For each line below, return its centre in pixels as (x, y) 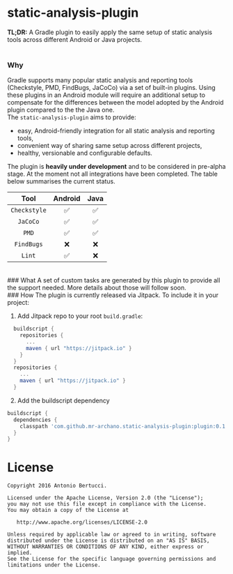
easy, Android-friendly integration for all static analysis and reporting (116, 131)
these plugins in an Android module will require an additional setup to (106, 95)
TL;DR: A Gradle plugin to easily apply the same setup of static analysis (110, 32)
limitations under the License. (54, 565)
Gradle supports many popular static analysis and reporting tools (100, 80)
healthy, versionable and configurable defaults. (85, 153)
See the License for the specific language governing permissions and (112, 559)
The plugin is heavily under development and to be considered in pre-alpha (116, 167)
